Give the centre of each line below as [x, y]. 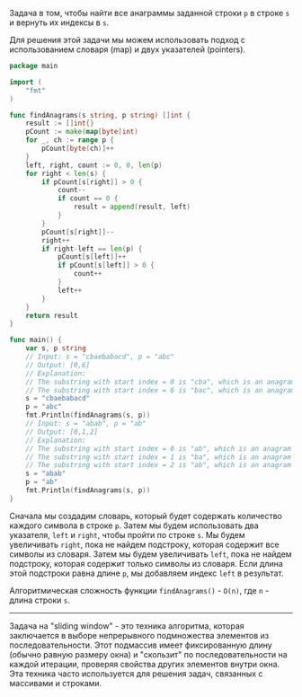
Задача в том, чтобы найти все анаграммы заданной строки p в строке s [150, 13]
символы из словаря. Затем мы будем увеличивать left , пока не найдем [151, 554]
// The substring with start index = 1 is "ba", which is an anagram [159, 457]
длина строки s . [40, 600]
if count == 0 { [88, 199]
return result [52, 315]
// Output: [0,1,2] [62, 432]
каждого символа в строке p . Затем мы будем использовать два [134, 525]
